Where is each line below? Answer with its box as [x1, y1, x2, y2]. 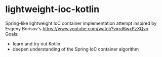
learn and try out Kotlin [12, 40, 61, 46]
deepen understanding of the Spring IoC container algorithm [12, 46, 139, 52]
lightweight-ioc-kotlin [5, 4, 100, 15]
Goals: [5, 31, 19, 37]
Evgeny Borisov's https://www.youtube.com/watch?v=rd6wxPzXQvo [5, 25, 148, 31]
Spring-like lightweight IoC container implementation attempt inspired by [5, 20, 157, 26]
